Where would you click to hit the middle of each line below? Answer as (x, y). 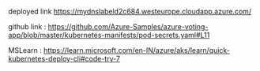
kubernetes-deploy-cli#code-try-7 (64, 59)
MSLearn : (25, 50)
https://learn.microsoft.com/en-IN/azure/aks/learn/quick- (137, 50)
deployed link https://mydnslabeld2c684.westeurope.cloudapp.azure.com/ (130, 11)
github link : (27, 26)
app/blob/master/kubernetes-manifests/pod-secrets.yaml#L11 (109, 35)
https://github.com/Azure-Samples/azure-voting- (128, 26)
